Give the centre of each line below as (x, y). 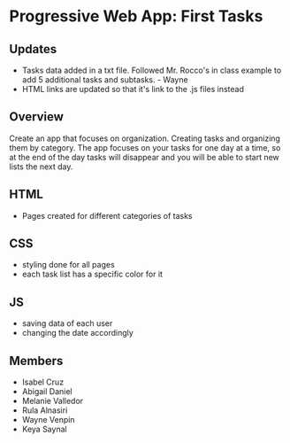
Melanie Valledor (53, 401)
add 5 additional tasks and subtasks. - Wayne (105, 80)
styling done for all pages (68, 265)
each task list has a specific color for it (92, 274)
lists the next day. (41, 167)
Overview (37, 117)
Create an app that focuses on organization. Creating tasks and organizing (145, 138)
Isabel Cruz (43, 382)
